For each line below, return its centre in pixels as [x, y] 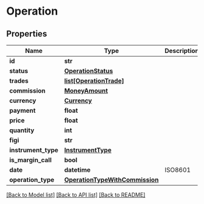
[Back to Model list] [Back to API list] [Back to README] [76, 195]
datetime [77, 170]
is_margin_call [31, 160]
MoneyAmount [86, 91]
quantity [22, 130]
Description [182, 51]
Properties [27, 34]
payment [22, 111]
